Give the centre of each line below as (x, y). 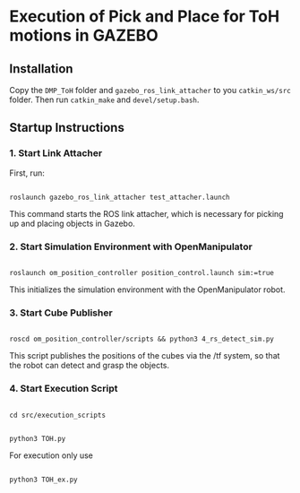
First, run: (27, 173)
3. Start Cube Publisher (61, 313)
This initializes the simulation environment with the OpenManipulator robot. (147, 290)
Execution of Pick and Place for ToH (145, 17)
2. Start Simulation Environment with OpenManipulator (131, 246)
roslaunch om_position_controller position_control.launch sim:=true (142, 272)
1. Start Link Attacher (56, 153)
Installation (41, 69)
